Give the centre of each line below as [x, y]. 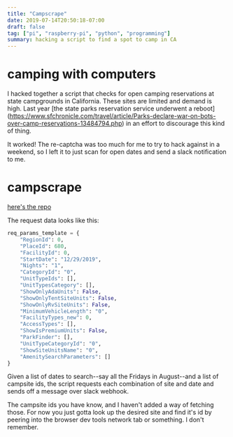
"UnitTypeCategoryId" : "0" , [61, 343]
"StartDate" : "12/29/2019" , [61, 259]
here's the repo [29, 207]
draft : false [26, 27]
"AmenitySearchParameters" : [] [65, 357]
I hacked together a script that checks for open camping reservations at [111, 94]
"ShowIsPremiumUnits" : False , [64, 331]
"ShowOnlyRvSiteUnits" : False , [65, 305]
